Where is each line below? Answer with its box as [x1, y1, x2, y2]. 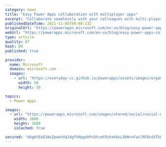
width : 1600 [14, 116, 39, 121]
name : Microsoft [9, 62, 43, 67]
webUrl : [5, 30, 21, 35]
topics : [5, 94, 21, 99]
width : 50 [18, 80, 39, 85]
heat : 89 [5, 44, 23, 49]
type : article [5, 35, 35, 40]
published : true [5, 48, 39, 53]
